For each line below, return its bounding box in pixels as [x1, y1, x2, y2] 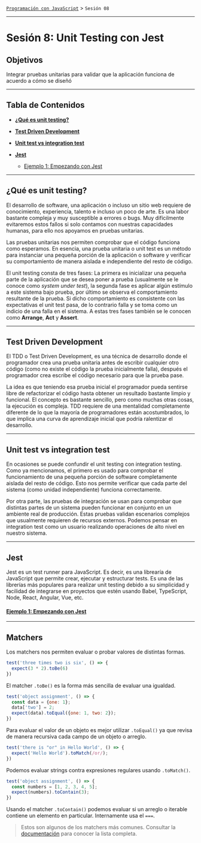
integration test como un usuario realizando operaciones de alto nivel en [6, 523, 185, 531]
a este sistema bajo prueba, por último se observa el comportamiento [6, 288, 178, 296]
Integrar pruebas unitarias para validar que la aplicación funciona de [6, 71, 175, 78]
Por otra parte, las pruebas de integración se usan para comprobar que [6, 498, 182, 505]
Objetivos [6, 55, 43, 65]
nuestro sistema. [6, 529, 47, 537]
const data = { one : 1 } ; [11, 699, 71, 705]
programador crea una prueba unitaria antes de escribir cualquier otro [6, 359, 179, 366]
